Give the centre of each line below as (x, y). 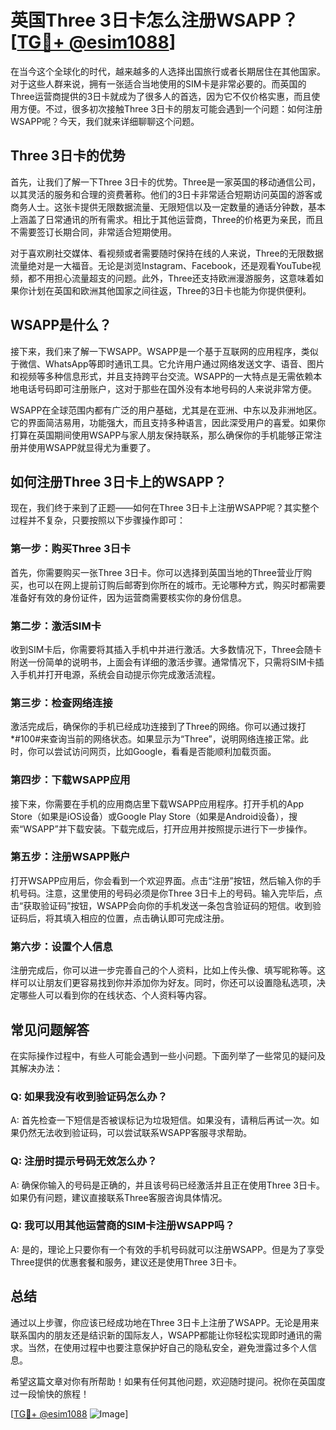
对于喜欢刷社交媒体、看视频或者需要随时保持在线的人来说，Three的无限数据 (167, 253)
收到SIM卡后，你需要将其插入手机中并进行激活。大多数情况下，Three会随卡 (166, 649)
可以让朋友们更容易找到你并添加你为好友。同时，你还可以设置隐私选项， (167, 983)
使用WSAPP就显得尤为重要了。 (92, 447)
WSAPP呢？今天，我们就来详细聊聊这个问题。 (105, 121)
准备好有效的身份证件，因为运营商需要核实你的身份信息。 (128, 597)
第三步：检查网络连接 (61, 703)
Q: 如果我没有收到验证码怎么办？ (89, 1096)
